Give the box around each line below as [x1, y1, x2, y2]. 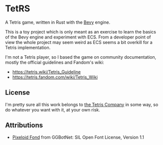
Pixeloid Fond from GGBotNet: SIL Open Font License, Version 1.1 [12, 134, 144, 140]
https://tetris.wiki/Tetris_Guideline [12, 69, 81, 74]
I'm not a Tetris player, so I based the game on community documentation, [5, 54, 157, 60]
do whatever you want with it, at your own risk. [5, 107, 100, 112]
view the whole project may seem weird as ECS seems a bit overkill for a [5, 39, 153, 45]
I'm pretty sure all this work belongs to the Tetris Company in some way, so [5, 102, 159, 108]
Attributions [5, 121, 43, 130]
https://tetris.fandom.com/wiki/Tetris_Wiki [12, 74, 98, 80]
